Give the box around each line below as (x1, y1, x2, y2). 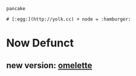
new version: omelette (6, 60, 92, 71)
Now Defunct (6, 36, 74, 50)
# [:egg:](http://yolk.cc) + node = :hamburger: (6, 16, 131, 22)
